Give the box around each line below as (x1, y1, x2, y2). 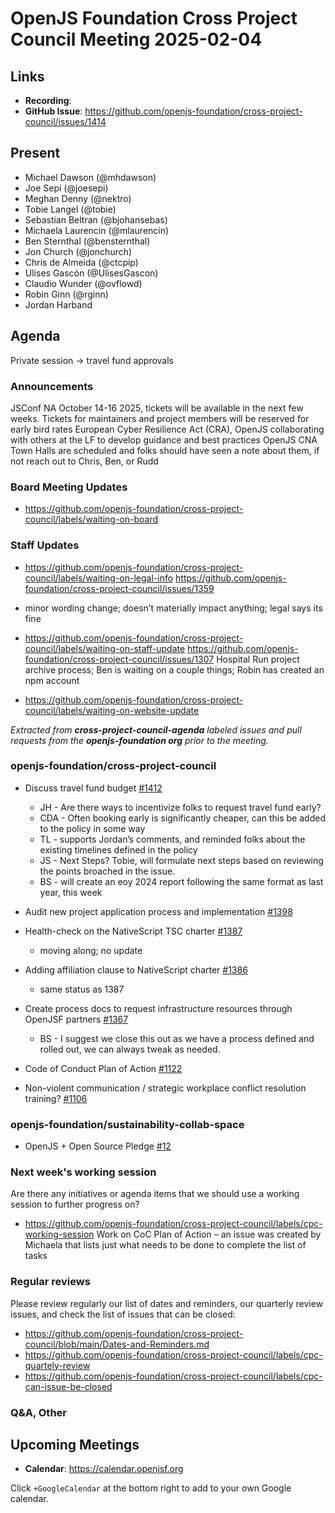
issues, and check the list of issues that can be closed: (10, 1308, 236, 1320)
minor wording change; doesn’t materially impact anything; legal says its (24, 602, 323, 614)
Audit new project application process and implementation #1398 (24, 905, 293, 917)
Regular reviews (10, 1275, 91, 1289)
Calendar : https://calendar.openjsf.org (24, 1463, 184, 1475)
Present (10, 145, 61, 162)
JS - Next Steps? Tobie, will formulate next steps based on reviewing (39, 854, 324, 866)
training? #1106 (24, 1092, 88, 1104)
